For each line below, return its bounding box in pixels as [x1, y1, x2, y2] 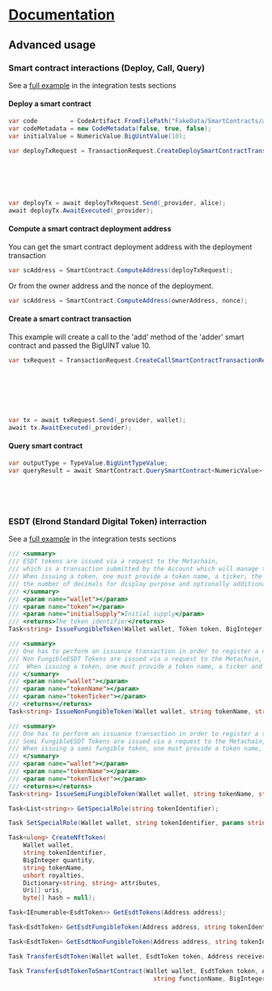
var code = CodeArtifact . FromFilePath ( [8, 117, 172, 125]
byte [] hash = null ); [23, 894, 96, 902]
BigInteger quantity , [23, 856, 96, 864]
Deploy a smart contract [8, 99, 91, 108]
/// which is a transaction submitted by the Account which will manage [8, 565, 259, 573]
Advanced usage [8, 38, 96, 52]
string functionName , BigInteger [153, 974, 266, 983]
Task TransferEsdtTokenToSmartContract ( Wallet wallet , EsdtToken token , [8, 967, 259, 975]
